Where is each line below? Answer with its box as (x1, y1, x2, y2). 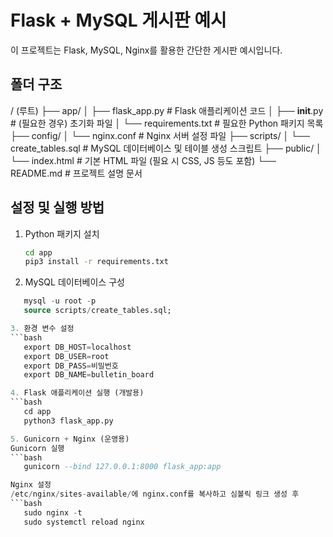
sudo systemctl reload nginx (23, 517, 145, 527)
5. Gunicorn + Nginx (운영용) (10, 434, 130, 444)
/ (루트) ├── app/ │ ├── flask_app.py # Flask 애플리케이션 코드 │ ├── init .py (10, 104, 324, 116)
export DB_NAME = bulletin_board (23, 370, 155, 380)
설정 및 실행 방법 (10, 199, 105, 216)
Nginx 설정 (10, 480, 52, 490)
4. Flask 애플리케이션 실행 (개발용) (10, 388, 145, 398)
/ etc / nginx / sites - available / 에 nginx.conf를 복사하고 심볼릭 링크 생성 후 (10, 489, 300, 500)
